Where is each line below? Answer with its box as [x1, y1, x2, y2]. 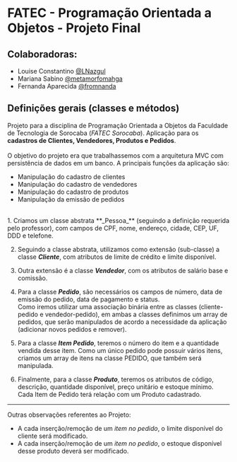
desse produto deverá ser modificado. [17, 446, 129, 455]
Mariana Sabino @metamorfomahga [17, 74, 123, 83]
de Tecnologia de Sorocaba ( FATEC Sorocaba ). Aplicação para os [7, 129, 199, 137]
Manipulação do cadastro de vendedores [17, 180, 138, 188]
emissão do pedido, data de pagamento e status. [17, 295, 160, 304]
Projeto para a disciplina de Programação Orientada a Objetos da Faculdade [7, 121, 229, 129]
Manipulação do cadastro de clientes [17, 172, 126, 181]
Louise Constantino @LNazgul [17, 67, 106, 75]
